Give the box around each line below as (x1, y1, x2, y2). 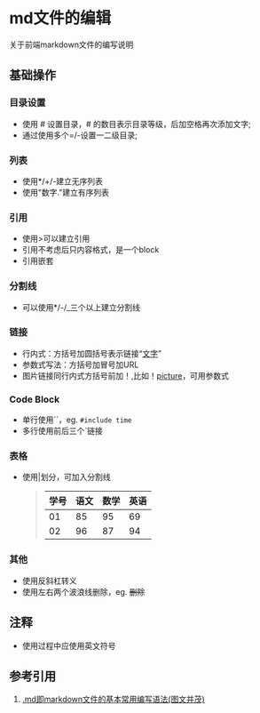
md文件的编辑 (9, 8, 112, 28)
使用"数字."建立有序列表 (21, 187, 109, 197)
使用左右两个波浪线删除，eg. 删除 (21, 586, 146, 597)
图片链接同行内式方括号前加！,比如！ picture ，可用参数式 (21, 370, 229, 381)
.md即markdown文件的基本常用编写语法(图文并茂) (21, 694, 206, 705)
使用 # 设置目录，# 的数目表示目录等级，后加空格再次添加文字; (21, 118, 251, 129)
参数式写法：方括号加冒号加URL (21, 359, 139, 370)
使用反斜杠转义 (21, 575, 77, 586)
